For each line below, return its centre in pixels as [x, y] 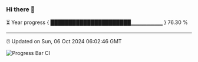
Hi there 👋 [21, 9]
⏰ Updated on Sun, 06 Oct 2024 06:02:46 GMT [64, 42]
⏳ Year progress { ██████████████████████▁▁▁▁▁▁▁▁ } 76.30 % [97, 22]
